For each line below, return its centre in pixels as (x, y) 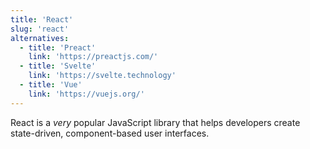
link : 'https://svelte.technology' (102, 76)
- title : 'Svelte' (58, 66)
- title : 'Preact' (58, 47)
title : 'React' (42, 19)
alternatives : (40, 38)
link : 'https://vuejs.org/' (86, 94)
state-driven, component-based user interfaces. (110, 133)
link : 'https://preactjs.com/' (93, 57)
